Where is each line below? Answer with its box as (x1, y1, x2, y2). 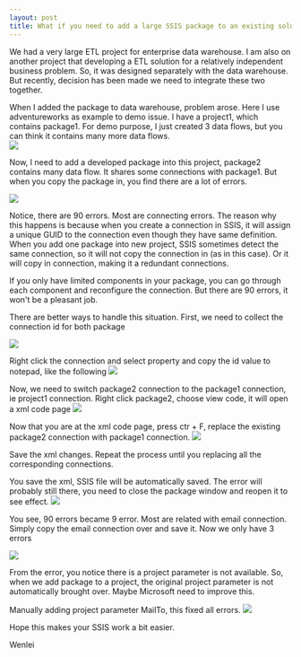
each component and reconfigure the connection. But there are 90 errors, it (9, 285, 288, 295)
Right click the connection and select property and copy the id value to (9, 355, 271, 366)
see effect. (9, 495, 49, 507)
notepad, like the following (9, 365, 107, 377)
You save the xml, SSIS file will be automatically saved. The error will (9, 476, 262, 486)
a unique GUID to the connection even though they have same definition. (9, 229, 278, 240)
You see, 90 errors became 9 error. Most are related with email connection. (9, 513, 287, 524)
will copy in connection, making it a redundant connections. (9, 258, 229, 268)
